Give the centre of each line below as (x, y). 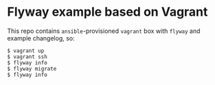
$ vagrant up (26, 51)
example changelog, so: (41, 38)
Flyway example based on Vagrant (107, 12)
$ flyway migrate (32, 69)
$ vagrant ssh (27, 57)
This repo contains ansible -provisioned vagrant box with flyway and (104, 31)
